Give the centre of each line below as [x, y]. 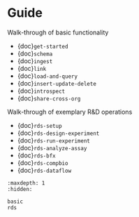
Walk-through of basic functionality [58, 32]
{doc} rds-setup [39, 125]
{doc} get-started [43, 46]
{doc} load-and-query [47, 76]
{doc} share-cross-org [49, 98]
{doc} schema [35, 53]
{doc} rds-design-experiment [58, 133]
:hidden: [20, 189]
